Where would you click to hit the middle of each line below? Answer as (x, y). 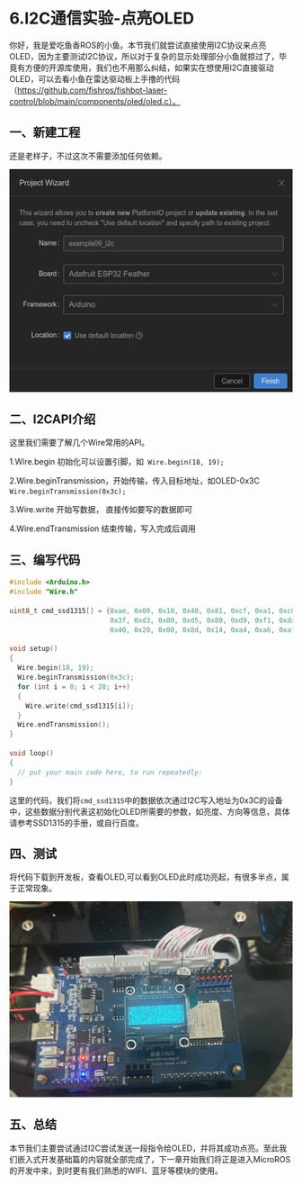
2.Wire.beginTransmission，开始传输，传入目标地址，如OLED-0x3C (135, 481)
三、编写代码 (45, 560)
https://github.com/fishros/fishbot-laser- (93, 90)
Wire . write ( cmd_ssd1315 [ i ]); (80, 706)
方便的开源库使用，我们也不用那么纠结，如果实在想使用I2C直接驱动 (149, 68)
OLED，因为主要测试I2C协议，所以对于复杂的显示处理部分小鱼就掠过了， (144, 56)
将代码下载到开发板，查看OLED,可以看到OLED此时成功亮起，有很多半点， (145, 877)
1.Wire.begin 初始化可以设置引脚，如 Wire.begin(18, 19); (117, 462)
